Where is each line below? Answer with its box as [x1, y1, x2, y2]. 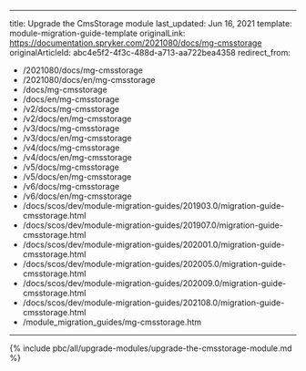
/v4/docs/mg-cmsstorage [22, 142, 120, 153]
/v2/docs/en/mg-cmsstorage [22, 113, 132, 124]
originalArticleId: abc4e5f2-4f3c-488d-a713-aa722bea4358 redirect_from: [9, 47, 291, 57]
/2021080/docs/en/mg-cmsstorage [22, 75, 156, 85]
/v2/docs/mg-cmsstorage [22, 104, 120, 114]
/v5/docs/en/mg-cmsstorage [22, 171, 132, 182]
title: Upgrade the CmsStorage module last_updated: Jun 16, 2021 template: [9, 18, 293, 28]
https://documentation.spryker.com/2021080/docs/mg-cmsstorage [9, 37, 262, 48]
